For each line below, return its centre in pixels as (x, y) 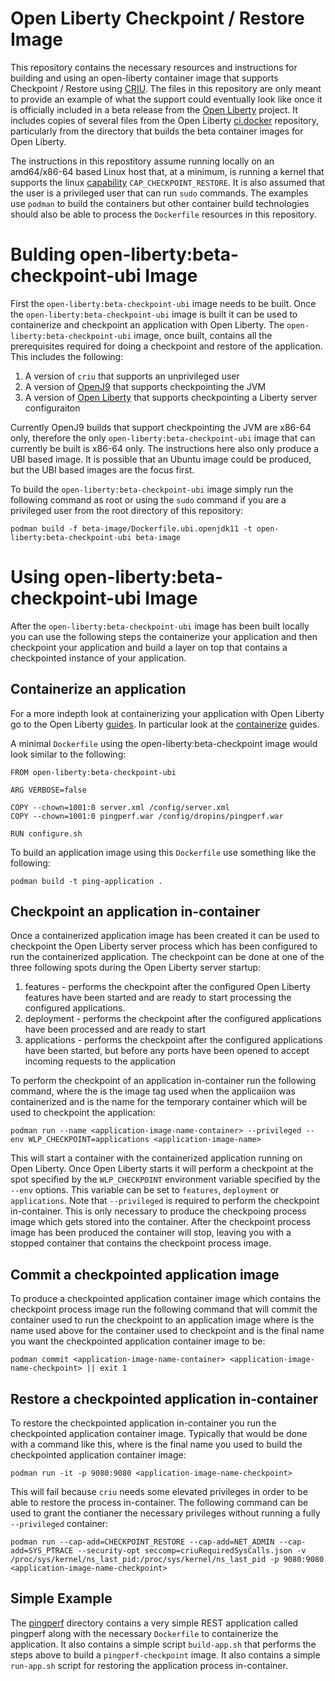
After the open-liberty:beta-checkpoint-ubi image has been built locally (160, 626)
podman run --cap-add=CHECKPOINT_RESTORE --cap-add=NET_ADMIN (142, 1542)
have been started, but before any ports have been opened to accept (167, 1051)
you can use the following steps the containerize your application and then (164, 636)
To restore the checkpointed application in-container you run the (143, 1423)
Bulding (43, 254)
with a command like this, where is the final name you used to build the (156, 1444)
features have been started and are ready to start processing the (158, 998)
